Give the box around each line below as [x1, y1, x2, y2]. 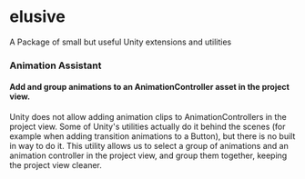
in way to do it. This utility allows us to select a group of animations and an [9, 141, 289, 152]
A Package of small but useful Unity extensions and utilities [9, 36, 232, 47]
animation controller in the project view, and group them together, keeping [9, 150, 288, 161]
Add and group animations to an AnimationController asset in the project [9, 82, 290, 93]
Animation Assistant [9, 59, 102, 72]
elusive [9, 6, 66, 27]
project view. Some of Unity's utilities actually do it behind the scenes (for [9, 121, 286, 133]
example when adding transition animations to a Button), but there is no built [9, 131, 296, 142]
